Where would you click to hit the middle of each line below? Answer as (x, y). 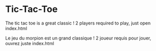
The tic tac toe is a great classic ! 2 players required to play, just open (78, 23)
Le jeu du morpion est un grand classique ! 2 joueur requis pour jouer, (78, 38)
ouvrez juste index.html (30, 43)
